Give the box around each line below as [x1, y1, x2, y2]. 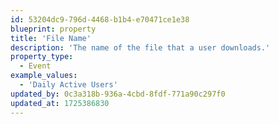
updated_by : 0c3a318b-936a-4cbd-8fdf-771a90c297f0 [10, 89, 226, 99]
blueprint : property [10, 24, 97, 34]
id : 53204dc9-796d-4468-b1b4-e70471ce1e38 [10, 14, 190, 25]
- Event [19, 61, 52, 71]
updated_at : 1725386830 [10, 98, 110, 108]
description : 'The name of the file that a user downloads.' [10, 42, 271, 53]
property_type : [10, 52, 74, 62]
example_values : [10, 71, 78, 81]
